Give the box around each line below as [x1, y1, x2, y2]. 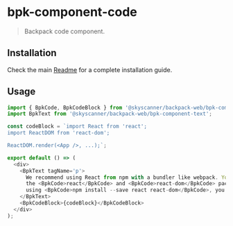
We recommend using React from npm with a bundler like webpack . [25, 174, 218, 181]
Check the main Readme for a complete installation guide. [7, 65, 173, 73]
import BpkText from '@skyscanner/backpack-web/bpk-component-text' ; [7, 110, 213, 118]
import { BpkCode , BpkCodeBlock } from [7, 104, 123, 111]
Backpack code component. [24, 27, 105, 35]
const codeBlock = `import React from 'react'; [7, 123, 148, 130]
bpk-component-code [7, 4, 137, 20]
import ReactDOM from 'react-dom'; [7, 130, 110, 137]
